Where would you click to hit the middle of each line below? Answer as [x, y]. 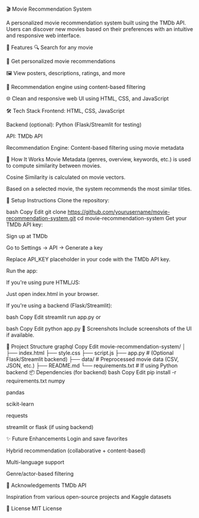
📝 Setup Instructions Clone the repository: [58, 200]
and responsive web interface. [44, 36]
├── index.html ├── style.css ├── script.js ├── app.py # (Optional [90, 353]
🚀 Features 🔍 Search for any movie [50, 47]
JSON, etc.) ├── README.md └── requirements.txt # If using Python [92, 366]
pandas [16, 392]
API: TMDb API [25, 136]
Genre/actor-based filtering [40, 474]
